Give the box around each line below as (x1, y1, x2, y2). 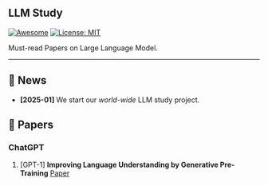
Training (19, 168, 49, 178)
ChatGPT (8, 141, 45, 152)
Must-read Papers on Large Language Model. (8, 43, 158, 53)
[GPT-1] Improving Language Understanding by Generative (19, 160, 219, 170)
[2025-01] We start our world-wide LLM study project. (19, 95, 200, 105)
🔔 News (8, 73, 47, 87)
